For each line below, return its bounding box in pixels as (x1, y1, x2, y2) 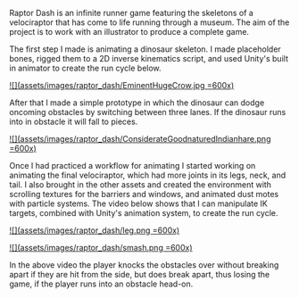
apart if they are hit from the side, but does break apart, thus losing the (9, 269, 270, 279)
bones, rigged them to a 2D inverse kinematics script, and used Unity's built (9, 54, 288, 63)
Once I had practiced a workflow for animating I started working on (9, 161, 256, 170)
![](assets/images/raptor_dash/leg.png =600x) (9, 225, 180, 236)
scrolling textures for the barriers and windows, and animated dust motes (9, 189, 279, 199)
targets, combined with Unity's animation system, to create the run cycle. (9, 208, 278, 218)
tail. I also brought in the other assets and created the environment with (9, 179, 272, 190)
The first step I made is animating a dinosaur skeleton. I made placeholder (9, 44, 281, 54)
